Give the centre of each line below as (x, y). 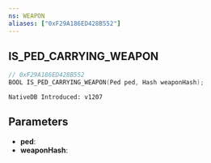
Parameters (38, 122)
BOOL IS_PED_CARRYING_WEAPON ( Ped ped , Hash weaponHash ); (106, 83)
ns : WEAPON (27, 16)
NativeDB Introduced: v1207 (56, 97)
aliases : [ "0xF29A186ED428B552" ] (65, 24)
